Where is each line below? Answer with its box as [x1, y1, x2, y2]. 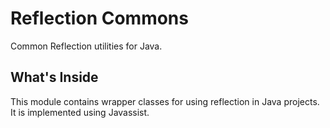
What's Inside [10, 69, 99, 86]
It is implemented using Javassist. [10, 106, 150, 118]
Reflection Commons [10, 7, 189, 30]
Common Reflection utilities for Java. [10, 40, 163, 52]
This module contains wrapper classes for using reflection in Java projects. [10, 95, 320, 107]
